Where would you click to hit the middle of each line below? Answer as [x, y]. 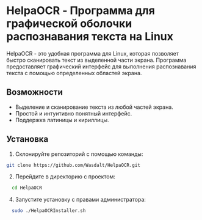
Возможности [34, 92]
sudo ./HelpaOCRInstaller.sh [49, 211]
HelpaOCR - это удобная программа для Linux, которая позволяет [92, 53]
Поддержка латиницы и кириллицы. [62, 120]
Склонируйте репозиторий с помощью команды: [79, 154]
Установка [27, 139]
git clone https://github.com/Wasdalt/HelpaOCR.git [73, 165]
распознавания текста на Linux [90, 37]
